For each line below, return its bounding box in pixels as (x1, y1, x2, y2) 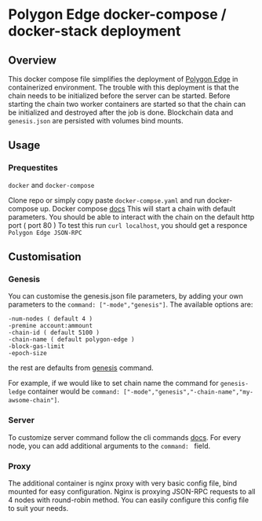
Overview (8, 53, 57, 67)
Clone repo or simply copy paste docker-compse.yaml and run (8, 195, 206, 205)
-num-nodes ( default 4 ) (8, 315, 93, 323)
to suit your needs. (8, 503, 69, 512)
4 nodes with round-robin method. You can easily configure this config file (8, 495, 249, 504)
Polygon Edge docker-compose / (8, 6, 227, 24)
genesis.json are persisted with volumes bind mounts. (8, 116, 184, 125)
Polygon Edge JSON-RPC (8, 229, 82, 237)
